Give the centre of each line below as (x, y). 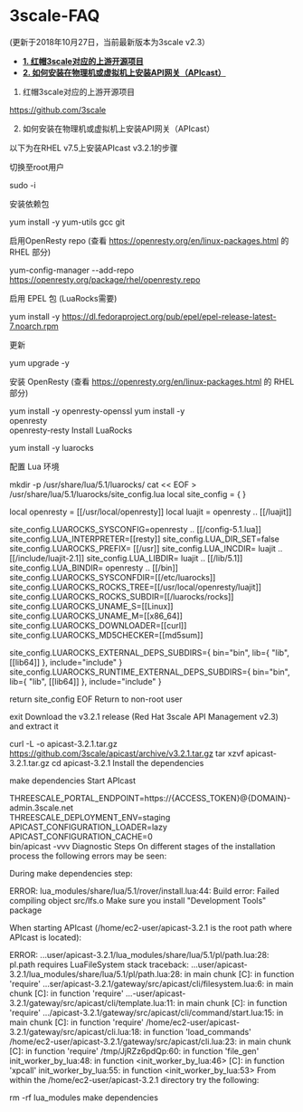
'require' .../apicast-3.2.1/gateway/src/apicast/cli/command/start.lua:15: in (147, 1012)
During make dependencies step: (71, 873)
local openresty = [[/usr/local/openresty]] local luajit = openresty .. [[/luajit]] (151, 512)
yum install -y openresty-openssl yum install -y (97, 411)
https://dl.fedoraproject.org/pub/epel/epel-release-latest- (169, 316)
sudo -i (23, 185)
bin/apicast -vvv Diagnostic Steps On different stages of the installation (142, 846)
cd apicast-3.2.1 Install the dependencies (128, 762)
